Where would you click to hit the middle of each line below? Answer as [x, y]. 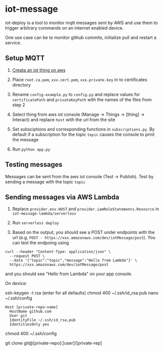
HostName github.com [30, 312]
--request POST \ [27, 256]
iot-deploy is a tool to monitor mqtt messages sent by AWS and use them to [82, 23]
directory [21, 85]
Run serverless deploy [35, 223]
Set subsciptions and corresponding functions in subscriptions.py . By [83, 129]
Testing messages [34, 165]
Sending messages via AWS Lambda [62, 197]
